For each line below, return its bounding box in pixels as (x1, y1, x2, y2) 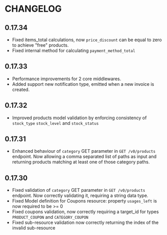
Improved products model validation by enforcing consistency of (12, 115, 147, 121)
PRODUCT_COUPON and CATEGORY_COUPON (12, 214, 89, 220)
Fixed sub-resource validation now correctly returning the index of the (12, 219, 159, 226)
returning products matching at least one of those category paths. (12, 159, 150, 165)
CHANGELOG (5, 3, 62, 15)
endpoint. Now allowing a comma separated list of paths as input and (12, 153, 157, 160)
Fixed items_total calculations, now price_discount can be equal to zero (12, 37, 162, 43)
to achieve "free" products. (12, 42, 69, 48)
